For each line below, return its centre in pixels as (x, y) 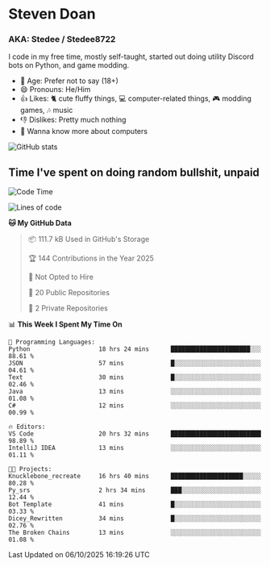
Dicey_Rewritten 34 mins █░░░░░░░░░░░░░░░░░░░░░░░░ (135, 519)
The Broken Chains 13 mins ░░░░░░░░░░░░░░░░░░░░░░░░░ (135, 533)
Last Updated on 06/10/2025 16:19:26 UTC (79, 555)
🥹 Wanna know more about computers (83, 131)
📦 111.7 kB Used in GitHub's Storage (89, 240)
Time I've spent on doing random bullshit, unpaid (134, 172)
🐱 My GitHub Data (40, 223)
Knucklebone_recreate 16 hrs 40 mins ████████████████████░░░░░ (135, 477)
